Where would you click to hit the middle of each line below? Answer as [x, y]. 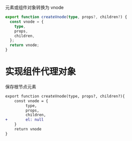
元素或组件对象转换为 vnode [35, 7]
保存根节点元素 [21, 86]
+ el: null [24, 120]
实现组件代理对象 [41, 72]
